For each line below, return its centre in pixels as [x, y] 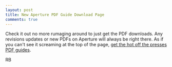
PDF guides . [18, 50]
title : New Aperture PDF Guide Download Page [55, 15]
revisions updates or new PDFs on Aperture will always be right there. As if [84, 39]
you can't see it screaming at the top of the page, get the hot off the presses [86, 45]
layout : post [19, 10]
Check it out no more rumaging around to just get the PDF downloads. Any [84, 34]
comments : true [22, 19]
